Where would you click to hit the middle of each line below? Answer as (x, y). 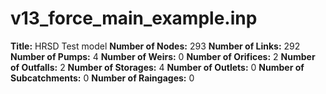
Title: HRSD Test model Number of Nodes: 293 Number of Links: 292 (155, 46)
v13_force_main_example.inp (134, 18)
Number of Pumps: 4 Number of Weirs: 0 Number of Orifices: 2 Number (163, 56)
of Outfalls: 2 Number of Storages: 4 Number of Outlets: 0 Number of (157, 67)
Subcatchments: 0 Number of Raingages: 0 (102, 78)
